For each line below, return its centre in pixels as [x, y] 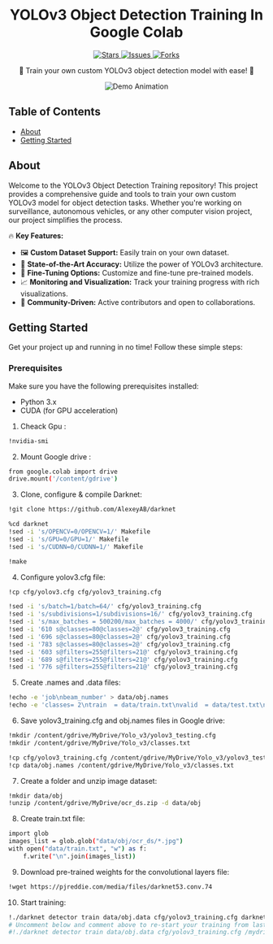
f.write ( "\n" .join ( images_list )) [80, 856]
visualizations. [44, 294]
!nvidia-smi [28, 441]
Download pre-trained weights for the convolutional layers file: [125, 872]
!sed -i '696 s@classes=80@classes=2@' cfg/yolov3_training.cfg [119, 637]
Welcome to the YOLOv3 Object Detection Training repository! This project [133, 185]
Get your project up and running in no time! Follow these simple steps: [126, 347]
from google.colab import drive [63, 472]
